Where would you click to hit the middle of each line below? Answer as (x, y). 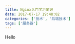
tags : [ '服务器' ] (21, 23)
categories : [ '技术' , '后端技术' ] (38, 19)
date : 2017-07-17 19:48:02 (32, 14)
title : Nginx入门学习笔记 (29, 10)
